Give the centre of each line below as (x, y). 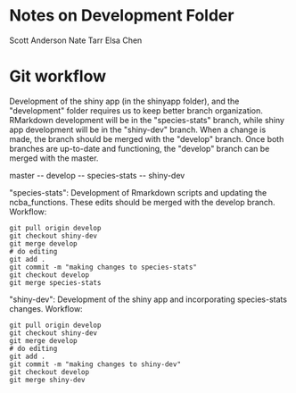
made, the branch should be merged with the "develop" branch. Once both (147, 138)
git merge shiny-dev (48, 380)
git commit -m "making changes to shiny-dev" (95, 364)
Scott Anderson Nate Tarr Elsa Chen (76, 40)
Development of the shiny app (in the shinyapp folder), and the (124, 101)
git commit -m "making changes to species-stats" (103, 267)
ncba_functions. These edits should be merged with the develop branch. (142, 202)
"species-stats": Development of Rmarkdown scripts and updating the (138, 192)
